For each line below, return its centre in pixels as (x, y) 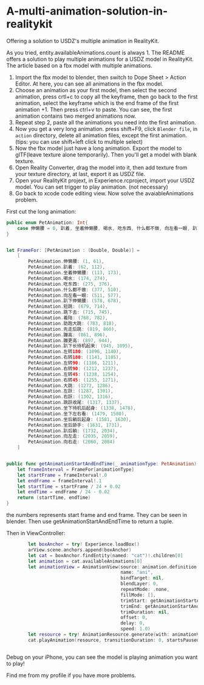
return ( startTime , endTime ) (54, 498)
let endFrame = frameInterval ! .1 (59, 481)
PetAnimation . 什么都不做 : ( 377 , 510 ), (75, 289)
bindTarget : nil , (142, 578)
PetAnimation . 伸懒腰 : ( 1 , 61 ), (66, 262)
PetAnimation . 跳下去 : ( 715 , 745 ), (70, 312)
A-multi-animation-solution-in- (87, 11)
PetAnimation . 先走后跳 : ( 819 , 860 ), (73, 329)
